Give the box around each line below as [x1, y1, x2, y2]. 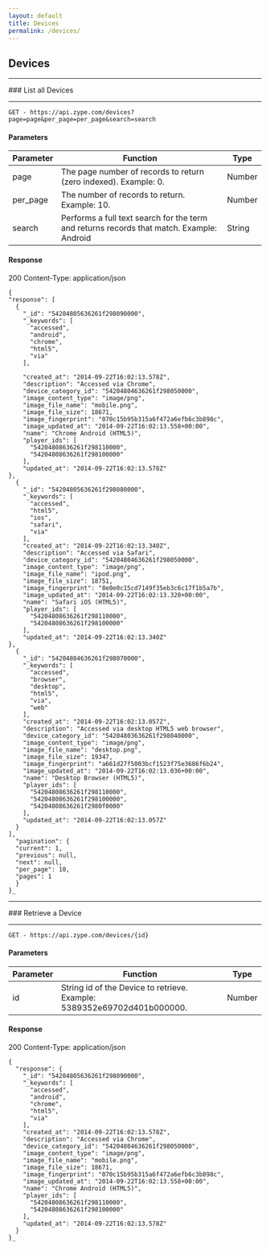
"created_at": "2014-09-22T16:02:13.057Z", [22, 717, 171, 726]
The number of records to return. [60, 190, 186, 201]
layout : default [8, 11, 63, 20]
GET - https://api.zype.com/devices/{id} [8, 931, 149, 939]
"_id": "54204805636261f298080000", [22, 486, 146, 494]
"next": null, [15, 858, 63, 867]
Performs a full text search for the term [60, 212, 208, 223]
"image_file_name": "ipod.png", [22, 570, 131, 578]
